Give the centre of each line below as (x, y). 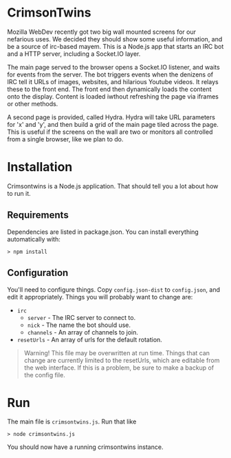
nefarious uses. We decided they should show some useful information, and (115, 39)
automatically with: (34, 239)
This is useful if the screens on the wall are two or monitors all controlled (110, 132)
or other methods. (33, 103)
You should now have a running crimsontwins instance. (85, 447)
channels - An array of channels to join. (83, 332)
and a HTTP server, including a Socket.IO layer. (74, 54)
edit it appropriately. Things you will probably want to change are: (100, 297)
